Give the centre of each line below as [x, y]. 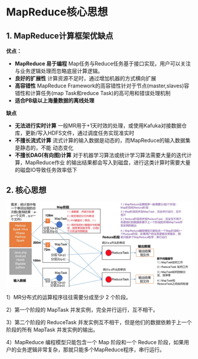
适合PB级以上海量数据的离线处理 [54, 100]
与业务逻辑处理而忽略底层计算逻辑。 [59, 71]
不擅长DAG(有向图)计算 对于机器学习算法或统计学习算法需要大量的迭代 [101, 155]
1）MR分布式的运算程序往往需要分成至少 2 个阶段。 [69, 297]
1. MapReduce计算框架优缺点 [60, 36]
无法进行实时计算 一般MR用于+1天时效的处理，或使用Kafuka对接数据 [98, 125]
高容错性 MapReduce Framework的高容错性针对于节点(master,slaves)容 [102, 86]
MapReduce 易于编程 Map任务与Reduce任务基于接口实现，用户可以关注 [103, 63]
